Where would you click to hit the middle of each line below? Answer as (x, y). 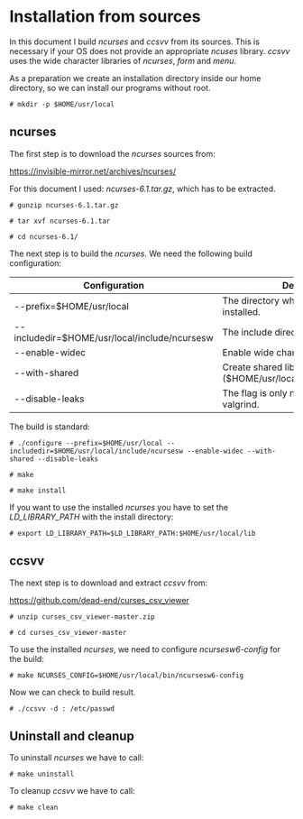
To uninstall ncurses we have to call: (77, 758)
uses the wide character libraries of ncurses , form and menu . (123, 60)
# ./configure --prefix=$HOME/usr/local (87, 443)
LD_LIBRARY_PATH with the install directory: (92, 517)
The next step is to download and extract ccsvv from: (109, 583)
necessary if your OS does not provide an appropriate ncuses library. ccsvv (150, 51)
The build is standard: (50, 427)
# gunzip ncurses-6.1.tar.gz (64, 205)
